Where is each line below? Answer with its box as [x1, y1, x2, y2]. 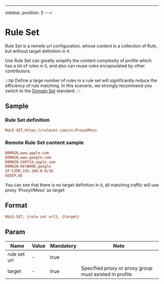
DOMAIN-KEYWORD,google [5, 164, 51, 169]
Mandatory [50, 242, 77, 249]
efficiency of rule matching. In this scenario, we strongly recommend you [5, 83, 152, 88]
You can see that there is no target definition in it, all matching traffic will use [5, 182, 159, 188]
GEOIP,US [5, 173, 23, 178]
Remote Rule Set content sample [5, 139, 84, 146]
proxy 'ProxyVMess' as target [5, 187, 65, 193]
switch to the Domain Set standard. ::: [5, 87, 81, 93]
